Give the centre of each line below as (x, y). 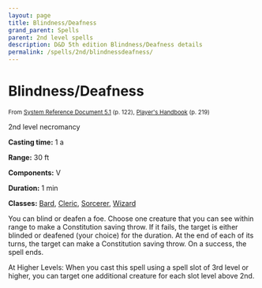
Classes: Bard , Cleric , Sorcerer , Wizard (72, 203)
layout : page (30, 15)
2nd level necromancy (44, 126)
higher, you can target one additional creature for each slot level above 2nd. (131, 275)
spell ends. (26, 252)
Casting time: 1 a (36, 142)
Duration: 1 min (33, 188)
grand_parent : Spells (44, 30)
